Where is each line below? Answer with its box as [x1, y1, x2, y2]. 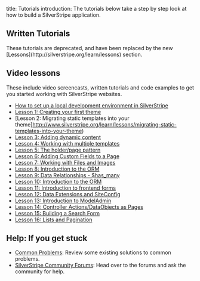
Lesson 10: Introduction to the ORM [14, 178, 102, 185]
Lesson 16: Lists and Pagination [14, 216, 93, 223]
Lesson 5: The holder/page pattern [14, 146, 101, 153]
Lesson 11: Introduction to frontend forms [14, 184, 116, 192]
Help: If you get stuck [6, 233, 88, 243]
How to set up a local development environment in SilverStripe [14, 101, 169, 109]
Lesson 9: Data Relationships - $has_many [14, 171, 120, 178]
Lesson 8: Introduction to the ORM [14, 165, 100, 172]
